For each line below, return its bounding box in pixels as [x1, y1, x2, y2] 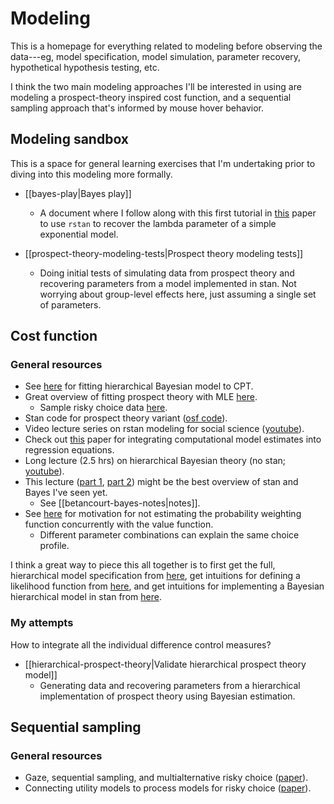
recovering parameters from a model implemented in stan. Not [39, 277, 297, 289]
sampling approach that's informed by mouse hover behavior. [10, 102, 265, 114]
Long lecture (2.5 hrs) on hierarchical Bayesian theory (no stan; [24, 455, 286, 467]
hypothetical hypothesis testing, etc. [10, 61, 160, 73]
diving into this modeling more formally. [10, 168, 173, 180]
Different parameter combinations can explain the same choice [39, 529, 300, 541]
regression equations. [24, 444, 115, 456]
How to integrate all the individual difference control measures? [10, 638, 272, 651]
